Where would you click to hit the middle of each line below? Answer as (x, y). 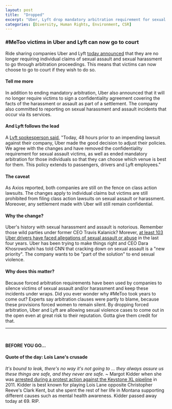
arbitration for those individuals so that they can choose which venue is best (86, 159)
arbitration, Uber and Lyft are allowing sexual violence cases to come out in (85, 310)
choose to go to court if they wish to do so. (51, 70)
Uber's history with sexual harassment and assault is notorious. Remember (84, 227)
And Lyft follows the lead (33, 126)
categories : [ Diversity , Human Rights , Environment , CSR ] (68, 24)
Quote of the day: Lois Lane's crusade (47, 357)
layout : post (19, 10)
